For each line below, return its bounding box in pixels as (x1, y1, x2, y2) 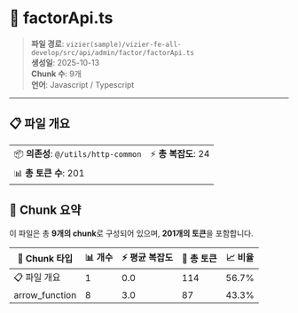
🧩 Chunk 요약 (9, 203, 82, 218)
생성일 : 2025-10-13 (30, 57, 100, 67)
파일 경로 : (30, 38, 65, 49)
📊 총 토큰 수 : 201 (13, 167, 85, 179)
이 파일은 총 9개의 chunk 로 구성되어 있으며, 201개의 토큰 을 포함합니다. (9, 228, 255, 239)
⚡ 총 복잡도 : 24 (150, 147, 210, 160)
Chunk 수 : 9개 (30, 68, 82, 79)
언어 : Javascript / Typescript (30, 79, 135, 90)
